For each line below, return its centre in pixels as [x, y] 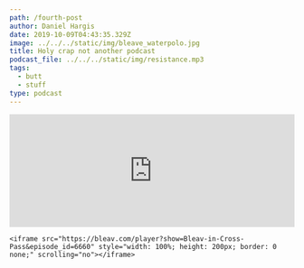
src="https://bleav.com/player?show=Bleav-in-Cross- [143, 239]
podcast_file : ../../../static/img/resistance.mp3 [107, 60]
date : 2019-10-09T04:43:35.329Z [70, 34]
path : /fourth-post [46, 18]
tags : [19, 69]
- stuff [32, 85]
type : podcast [36, 93]
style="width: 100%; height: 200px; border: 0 [188, 246]
